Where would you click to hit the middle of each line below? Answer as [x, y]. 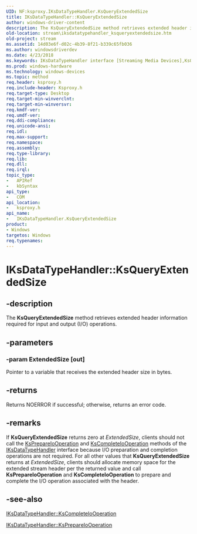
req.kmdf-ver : [23, 110]
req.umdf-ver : [23, 115]
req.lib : [17, 159]
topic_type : [21, 175]
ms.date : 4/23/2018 [30, 55]
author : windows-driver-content [45, 22]
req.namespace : [25, 142]
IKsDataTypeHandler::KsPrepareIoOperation [59, 525]
